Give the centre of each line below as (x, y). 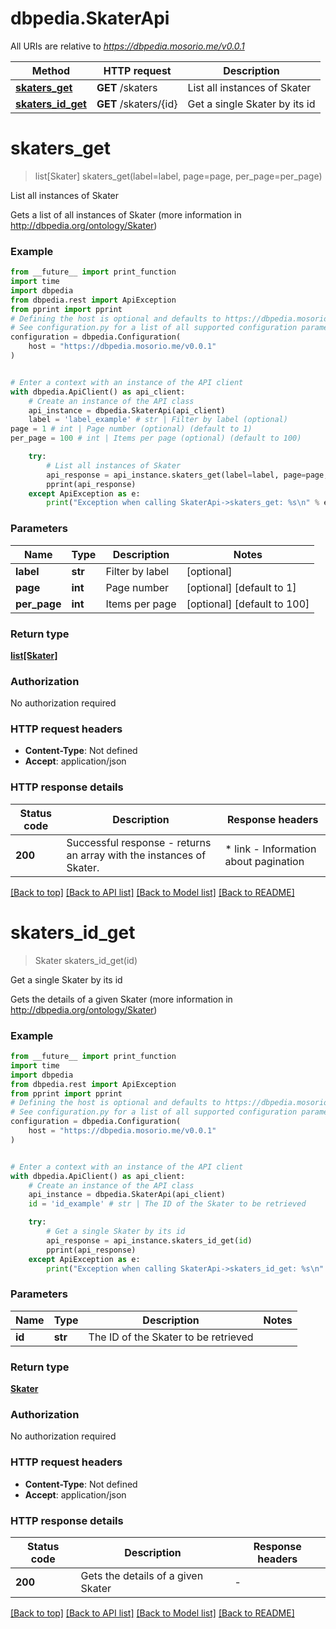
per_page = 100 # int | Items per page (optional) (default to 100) (156, 438)
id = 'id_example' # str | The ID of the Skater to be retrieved (167, 1204)
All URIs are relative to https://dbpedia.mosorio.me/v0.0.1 (127, 46)
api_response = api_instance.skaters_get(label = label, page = (176, 475)
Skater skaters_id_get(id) (86, 960)
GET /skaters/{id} (137, 104)
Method (51, 70)
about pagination (264, 861)
